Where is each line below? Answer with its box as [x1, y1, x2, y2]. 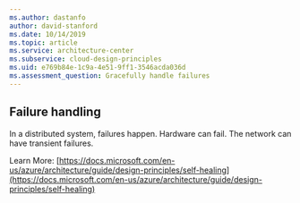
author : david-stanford [9, 21, 99, 30]
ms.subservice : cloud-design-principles [9, 55, 163, 63]
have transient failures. [9, 138, 94, 148]
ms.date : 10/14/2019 [9, 30, 87, 38]
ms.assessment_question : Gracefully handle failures [9, 72, 210, 80]
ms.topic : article [9, 38, 78, 47]
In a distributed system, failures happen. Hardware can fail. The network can [9, 128, 292, 139]
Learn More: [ [9, 155, 60, 165]
